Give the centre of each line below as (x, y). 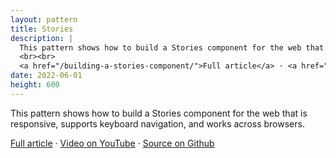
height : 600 (35, 85)
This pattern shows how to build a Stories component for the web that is (159, 113)
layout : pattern (44, 19)
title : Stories (42, 29)
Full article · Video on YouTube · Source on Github (112, 143)
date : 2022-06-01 (46, 76)
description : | (42, 38)
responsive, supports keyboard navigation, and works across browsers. (157, 123)
